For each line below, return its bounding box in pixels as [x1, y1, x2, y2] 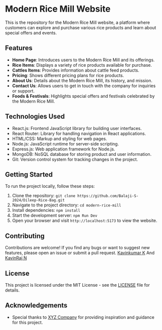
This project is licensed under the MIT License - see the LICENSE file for [5, 282, 150, 288]
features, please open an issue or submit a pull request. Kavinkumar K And [5, 250, 155, 256]
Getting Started [5, 170, 53, 179]
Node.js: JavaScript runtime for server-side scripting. [12, 141, 119, 147]
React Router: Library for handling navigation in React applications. [12, 130, 146, 136]
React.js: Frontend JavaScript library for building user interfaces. [12, 125, 142, 131]
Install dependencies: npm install [12, 207, 80, 213]
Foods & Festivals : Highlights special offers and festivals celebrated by [12, 93, 155, 99]
